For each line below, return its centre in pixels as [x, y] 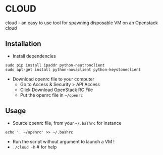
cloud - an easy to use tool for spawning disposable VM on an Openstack [82, 23]
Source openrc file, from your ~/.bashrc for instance [67, 123]
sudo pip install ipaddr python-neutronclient [55, 65]
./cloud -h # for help [35, 147]
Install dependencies [34, 56]
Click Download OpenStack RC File [57, 90]
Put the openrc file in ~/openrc [51, 95]
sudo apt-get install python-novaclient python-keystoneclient [73, 69]
